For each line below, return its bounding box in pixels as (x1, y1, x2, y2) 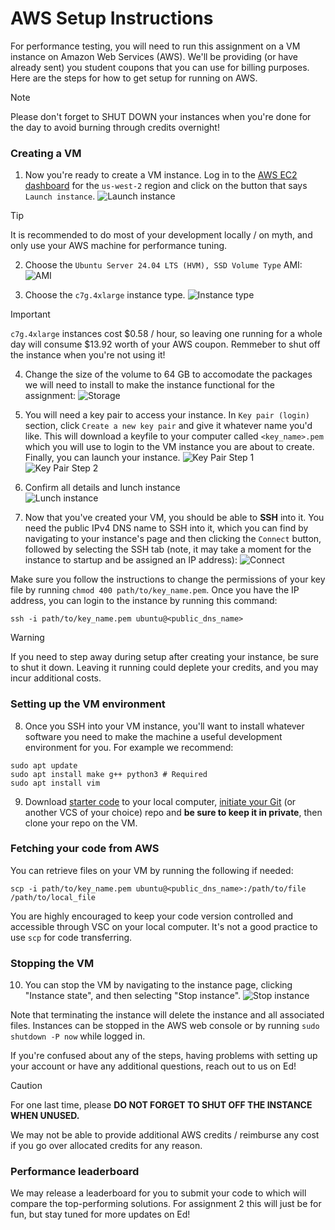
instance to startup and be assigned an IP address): (24, 554, 238, 566)
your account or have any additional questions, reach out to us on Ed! (10, 1060, 297, 1072)
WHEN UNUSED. (10, 1110, 80, 1122)
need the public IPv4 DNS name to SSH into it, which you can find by (24, 522, 309, 534)
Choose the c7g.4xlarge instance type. (24, 289, 186, 301)
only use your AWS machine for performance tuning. (10, 240, 228, 252)
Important (10, 308, 51, 321)
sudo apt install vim (10, 778, 101, 788)
